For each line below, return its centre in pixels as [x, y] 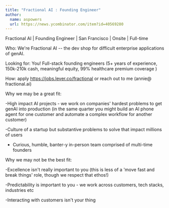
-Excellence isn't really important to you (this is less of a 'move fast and [80, 170]
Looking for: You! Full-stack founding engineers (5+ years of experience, [81, 63]
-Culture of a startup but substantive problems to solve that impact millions [84, 130]
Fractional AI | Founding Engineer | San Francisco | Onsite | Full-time [77, 38]
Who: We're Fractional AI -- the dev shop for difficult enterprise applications [85, 48]
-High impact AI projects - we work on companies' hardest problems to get [84, 104]
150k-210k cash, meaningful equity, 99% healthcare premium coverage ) [81, 69]
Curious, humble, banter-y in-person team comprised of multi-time [82, 145]
